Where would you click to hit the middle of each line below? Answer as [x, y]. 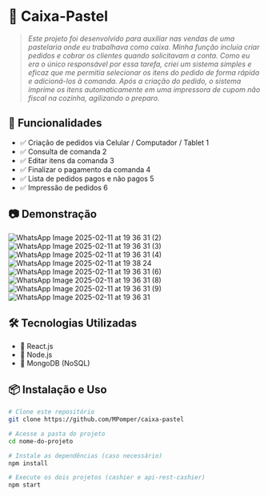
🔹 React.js [36, 347]
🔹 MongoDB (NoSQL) [55, 363]
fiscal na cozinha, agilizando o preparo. [94, 98]
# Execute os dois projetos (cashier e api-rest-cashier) [107, 478]
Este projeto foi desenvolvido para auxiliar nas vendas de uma [131, 38]
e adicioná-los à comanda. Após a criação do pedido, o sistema [134, 81]
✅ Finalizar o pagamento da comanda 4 [85, 169]
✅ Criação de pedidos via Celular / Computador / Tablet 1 [114, 142]
